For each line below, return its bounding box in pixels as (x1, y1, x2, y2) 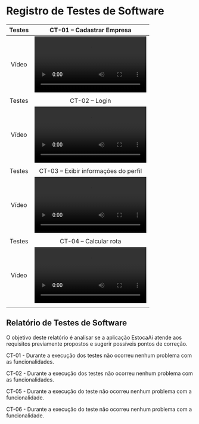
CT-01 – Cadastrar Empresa (49, 26, 132, 34)
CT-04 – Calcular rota (59, 237, 122, 245)
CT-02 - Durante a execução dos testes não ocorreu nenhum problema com (6, 370, 194, 377)
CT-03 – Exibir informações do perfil (39, 166, 142, 175)
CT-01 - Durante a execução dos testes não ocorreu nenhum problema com (6, 352, 192, 359)
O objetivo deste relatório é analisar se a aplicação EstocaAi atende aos (6, 334, 182, 341)
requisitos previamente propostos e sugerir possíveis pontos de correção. (6, 340, 188, 347)
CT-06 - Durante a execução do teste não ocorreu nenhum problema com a (6, 405, 192, 413)
